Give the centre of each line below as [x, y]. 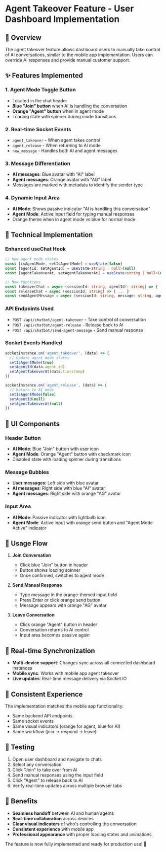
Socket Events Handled [34, 343]
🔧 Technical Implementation [49, 235]
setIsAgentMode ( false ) [33, 394]
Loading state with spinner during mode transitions [64, 116]
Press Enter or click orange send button [60, 600]
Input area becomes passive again [55, 635]
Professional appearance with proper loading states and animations [82, 834]
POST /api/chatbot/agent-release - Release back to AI [68, 325]
